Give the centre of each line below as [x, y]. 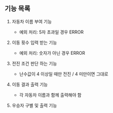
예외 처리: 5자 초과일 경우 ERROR [51, 32]
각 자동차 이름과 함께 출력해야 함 [50, 95]
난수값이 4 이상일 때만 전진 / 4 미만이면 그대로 [64, 74]
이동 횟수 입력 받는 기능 [34, 42]
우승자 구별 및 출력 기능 [34, 105]
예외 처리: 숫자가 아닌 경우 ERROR [52, 53]
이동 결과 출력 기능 [30, 84]
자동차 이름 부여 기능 [32, 21]
